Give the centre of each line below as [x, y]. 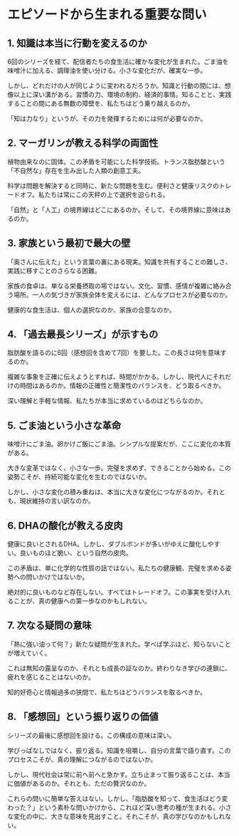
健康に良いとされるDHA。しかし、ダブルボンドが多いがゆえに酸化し [108, 544]
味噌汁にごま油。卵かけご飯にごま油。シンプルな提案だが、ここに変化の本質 [119, 444]
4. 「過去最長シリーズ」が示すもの [83, 334]
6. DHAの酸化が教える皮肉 [65, 525]
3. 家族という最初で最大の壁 [69, 243]
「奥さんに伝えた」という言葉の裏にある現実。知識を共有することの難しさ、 [119, 261]
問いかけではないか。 [57, 577]
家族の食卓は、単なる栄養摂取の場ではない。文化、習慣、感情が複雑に [110, 286]
